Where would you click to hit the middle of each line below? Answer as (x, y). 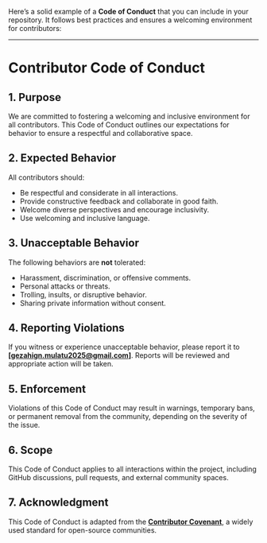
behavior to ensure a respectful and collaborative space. (101, 133)
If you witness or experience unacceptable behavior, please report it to (124, 347)
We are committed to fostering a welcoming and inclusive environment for (129, 116)
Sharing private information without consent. (93, 303)
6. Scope (31, 450)
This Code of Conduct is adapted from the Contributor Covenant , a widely (131, 522)
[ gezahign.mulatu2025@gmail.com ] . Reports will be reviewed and (119, 355)
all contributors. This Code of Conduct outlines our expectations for (119, 125)
